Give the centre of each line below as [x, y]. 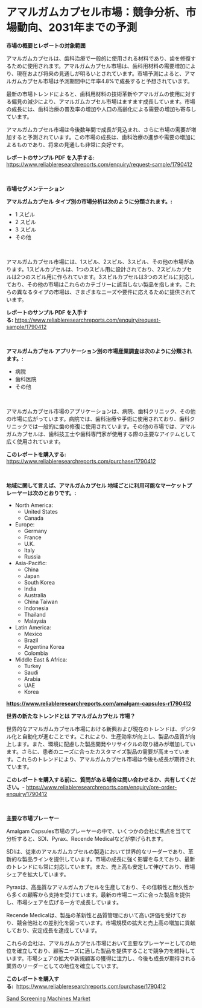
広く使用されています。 [35, 441]
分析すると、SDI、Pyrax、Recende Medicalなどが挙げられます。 [87, 838]
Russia [32, 556]
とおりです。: [60, 493]
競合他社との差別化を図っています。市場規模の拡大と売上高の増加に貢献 [106, 923]
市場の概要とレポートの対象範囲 [46, 45]
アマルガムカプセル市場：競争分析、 [96, 12]
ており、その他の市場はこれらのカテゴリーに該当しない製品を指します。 [96, 284]
